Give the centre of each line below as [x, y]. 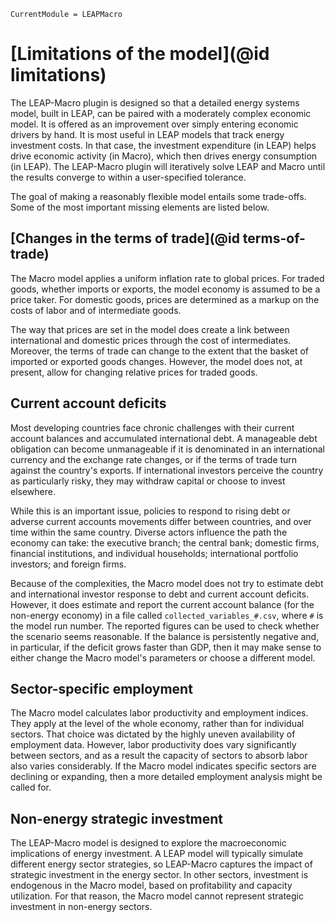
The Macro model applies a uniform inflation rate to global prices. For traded [167, 278]
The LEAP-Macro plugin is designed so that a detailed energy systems [155, 102]
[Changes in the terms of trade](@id [125, 238]
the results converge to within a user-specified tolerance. [128, 177]
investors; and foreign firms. [68, 564]
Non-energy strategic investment [117, 818]
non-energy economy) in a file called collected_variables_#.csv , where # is [167, 615]
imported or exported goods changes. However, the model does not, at [156, 361]
